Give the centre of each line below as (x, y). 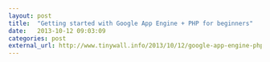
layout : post (30, 16)
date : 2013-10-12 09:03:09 (57, 31)
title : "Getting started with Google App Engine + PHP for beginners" (131, 23)
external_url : (32, 46)
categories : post (37, 38)
